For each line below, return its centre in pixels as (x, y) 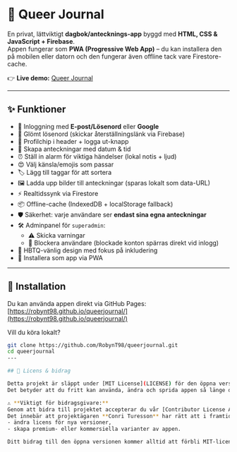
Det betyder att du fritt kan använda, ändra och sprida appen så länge (116, 390)
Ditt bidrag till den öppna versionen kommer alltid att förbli (104, 442)
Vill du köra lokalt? (34, 332)
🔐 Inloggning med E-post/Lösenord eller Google (88, 126)
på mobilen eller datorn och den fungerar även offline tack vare (99, 56)
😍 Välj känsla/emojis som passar (66, 164)
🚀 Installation (37, 287)
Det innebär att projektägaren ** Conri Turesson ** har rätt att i (107, 416)
